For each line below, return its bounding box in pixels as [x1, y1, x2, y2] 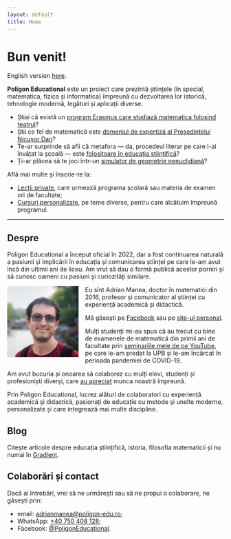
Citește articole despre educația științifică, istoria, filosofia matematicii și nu [7, 443, 221, 451]
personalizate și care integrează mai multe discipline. [7, 405, 157, 414]
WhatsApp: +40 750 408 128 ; [16, 517, 101, 525]
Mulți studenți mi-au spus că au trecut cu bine [85, 327, 215, 336]
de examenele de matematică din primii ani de [85, 334, 215, 343]
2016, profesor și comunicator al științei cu [85, 293, 206, 301]
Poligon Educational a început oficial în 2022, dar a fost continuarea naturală [7, 250, 223, 258]
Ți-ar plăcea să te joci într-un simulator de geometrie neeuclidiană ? [16, 157, 208, 165]
